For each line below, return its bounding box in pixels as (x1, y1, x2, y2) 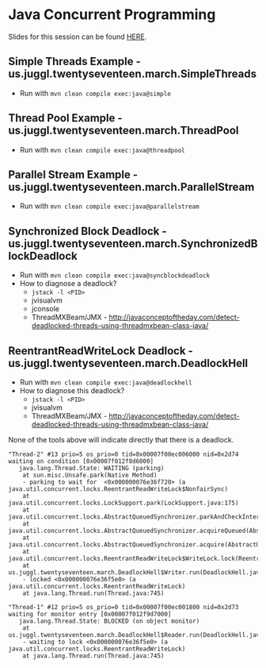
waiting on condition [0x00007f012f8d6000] (8, 458, 154, 465)
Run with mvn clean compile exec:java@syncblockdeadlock (19, 270, 211, 280)
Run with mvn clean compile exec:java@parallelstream (19, 201, 199, 211)
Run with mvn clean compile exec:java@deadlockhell (19, 377, 192, 387)
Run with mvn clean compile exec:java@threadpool (19, 145, 185, 154)
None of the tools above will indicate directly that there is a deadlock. (8, 435, 234, 444)
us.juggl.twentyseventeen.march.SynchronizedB (8, 237, 258, 250)
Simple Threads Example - (8, 55, 141, 68)
